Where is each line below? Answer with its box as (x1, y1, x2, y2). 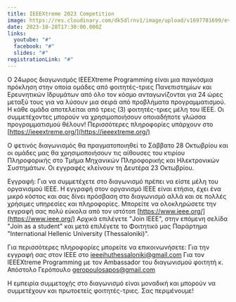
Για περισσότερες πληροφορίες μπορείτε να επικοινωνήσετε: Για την (7, 243, 210, 251)
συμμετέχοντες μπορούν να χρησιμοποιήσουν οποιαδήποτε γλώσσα (7, 112, 206, 121)
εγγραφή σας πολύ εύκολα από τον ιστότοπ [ (7, 206, 140, 215)
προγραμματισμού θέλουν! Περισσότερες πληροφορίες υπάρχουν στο (7, 120, 214, 129)
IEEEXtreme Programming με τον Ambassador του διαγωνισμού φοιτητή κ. (7, 258, 223, 266)
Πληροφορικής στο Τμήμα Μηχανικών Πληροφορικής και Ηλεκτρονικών (7, 156, 220, 164)
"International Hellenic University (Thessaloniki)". (7, 229, 150, 237)
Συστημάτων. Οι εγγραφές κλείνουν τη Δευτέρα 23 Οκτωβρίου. (7, 163, 195, 172)
